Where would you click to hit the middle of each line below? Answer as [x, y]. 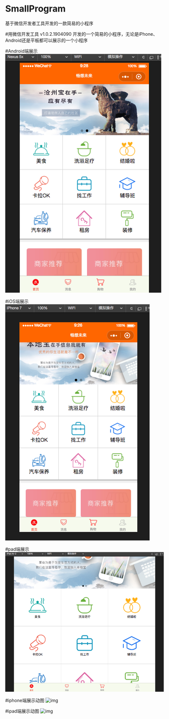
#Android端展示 [21, 51]
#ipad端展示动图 [22, 711]
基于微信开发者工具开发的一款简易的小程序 [49, 23]
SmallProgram [35, 9]
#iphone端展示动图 [25, 700]
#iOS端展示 [17, 301]
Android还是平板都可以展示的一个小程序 [47, 40]
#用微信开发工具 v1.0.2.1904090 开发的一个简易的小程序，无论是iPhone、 [81, 34]
